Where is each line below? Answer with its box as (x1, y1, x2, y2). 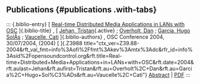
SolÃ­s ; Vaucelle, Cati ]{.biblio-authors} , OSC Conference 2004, (6, 33, 165, 41)
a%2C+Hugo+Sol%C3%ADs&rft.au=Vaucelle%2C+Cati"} (6, 71, 147, 78)
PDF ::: (174, 71, 191, 78)
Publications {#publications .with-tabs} (6, 5, 157, 15)
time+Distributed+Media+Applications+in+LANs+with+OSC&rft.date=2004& (6, 58, 194, 66)
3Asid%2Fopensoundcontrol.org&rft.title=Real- (6, 52, 122, 59)
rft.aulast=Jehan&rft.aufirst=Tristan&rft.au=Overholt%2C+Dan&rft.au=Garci (6, 65, 192, 72)
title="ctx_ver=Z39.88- (83, 39, 140, 46)
